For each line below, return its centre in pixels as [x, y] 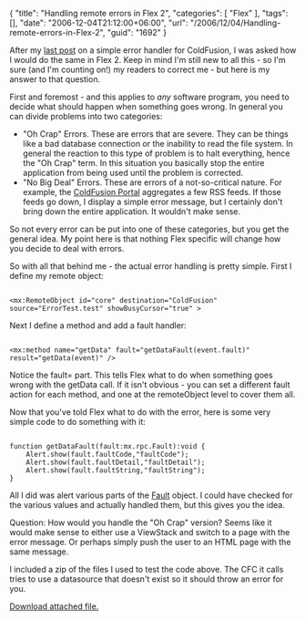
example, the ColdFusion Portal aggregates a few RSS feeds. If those [152, 192]
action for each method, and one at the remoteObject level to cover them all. [152, 394]
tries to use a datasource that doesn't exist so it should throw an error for [147, 579]
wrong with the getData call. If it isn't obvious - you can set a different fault [150, 385]
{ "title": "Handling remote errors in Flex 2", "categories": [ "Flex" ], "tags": [149, 13]
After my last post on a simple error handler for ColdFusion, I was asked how [153, 50]
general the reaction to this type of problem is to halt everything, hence [156, 153]
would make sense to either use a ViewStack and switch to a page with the [150, 532]
